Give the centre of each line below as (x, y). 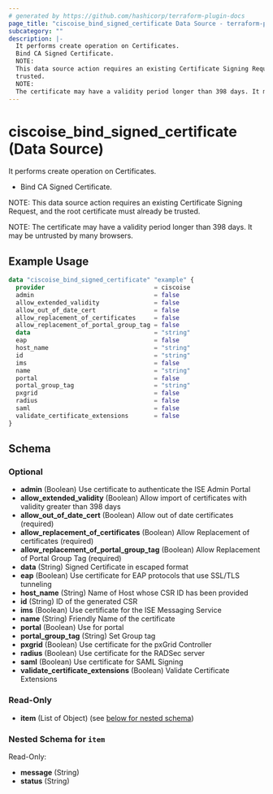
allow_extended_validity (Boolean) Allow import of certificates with (133, 498)
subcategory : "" (36, 31)
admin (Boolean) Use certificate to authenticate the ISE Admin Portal (135, 490)
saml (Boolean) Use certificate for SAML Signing (102, 662)
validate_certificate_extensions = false (98, 416)
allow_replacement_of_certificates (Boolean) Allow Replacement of (135, 533)
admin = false (98, 295)
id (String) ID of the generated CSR (79, 602)
